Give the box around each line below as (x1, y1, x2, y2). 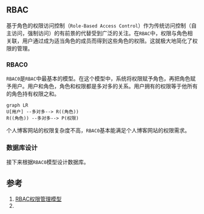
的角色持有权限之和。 (6, 90, 59, 98)
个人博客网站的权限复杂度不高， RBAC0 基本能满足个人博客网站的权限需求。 (6, 127, 190, 134)
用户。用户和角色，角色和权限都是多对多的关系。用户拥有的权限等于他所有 (11, 82, 198, 90)
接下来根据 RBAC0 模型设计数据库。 (6, 159, 89, 166)
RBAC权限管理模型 (15, 195, 62, 203)
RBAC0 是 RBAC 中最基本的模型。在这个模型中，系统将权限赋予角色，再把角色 (6, 75, 191, 82)
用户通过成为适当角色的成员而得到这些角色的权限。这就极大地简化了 (22, 37, 192, 45)
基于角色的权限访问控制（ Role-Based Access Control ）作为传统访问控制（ (6, 21, 191, 29)
